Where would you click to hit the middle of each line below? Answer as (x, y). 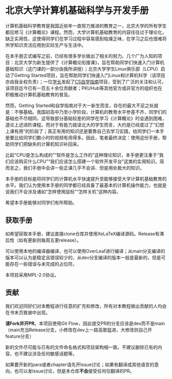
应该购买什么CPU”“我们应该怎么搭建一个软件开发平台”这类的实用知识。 (85, 161)
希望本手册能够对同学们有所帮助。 (41, 202)
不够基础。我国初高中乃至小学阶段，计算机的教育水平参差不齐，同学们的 (90, 112)
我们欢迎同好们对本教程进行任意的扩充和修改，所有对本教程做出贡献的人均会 (86, 306)
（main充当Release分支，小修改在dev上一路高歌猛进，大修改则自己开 (79, 330)
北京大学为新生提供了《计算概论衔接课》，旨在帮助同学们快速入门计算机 (89, 62)
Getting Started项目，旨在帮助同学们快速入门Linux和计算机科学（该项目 (90, 75)
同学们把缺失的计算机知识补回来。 (46, 144)
